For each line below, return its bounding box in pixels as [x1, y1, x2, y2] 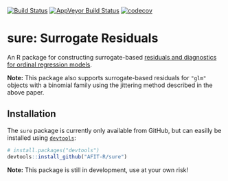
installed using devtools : [7, 134, 77, 142]
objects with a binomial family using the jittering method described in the [7, 81, 213, 89]
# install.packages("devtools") [7, 147, 100, 154]
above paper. [7, 88, 45, 96]
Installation [7, 108, 56, 120]
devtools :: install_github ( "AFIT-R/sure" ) [7, 153, 128, 160]
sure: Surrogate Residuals [7, 31, 159, 46]
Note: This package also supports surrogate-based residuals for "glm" [7, 73, 207, 82]
